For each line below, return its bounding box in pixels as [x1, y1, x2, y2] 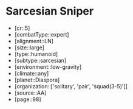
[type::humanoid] [14, 50, 58, 57]
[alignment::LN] [14, 37, 54, 44]
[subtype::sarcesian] [14, 57, 67, 64]
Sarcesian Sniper [5, 4, 94, 18]
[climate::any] [14, 69, 49, 77]
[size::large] [14, 44, 45, 51]
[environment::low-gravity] [14, 63, 82, 71]
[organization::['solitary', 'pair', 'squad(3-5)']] [14, 82, 128, 90]
